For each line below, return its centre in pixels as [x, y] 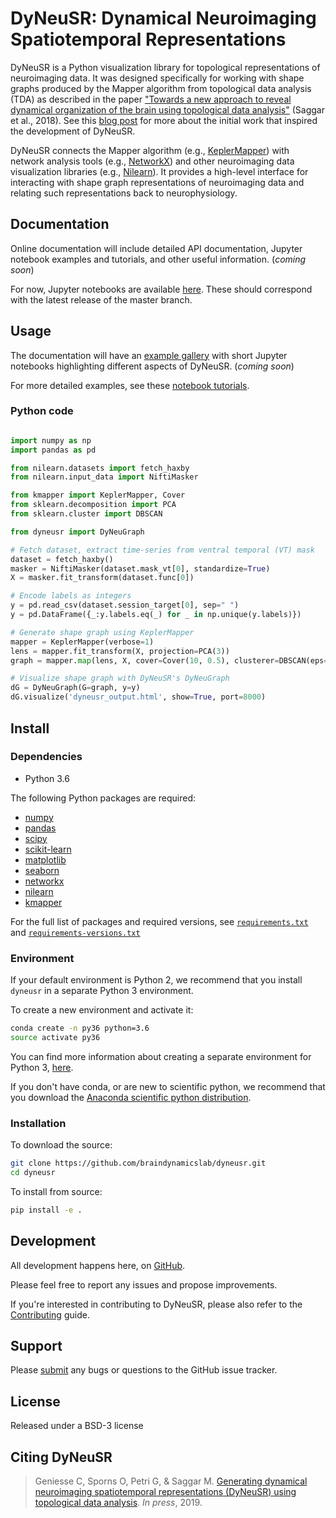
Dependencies [46, 757]
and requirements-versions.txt [75, 932]
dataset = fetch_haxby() [62, 559]
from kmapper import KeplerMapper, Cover [98, 495]
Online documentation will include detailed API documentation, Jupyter [156, 248]
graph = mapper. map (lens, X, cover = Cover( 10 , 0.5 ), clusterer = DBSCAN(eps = [169, 660]
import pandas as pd [53, 450]
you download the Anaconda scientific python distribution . [131, 1097]
